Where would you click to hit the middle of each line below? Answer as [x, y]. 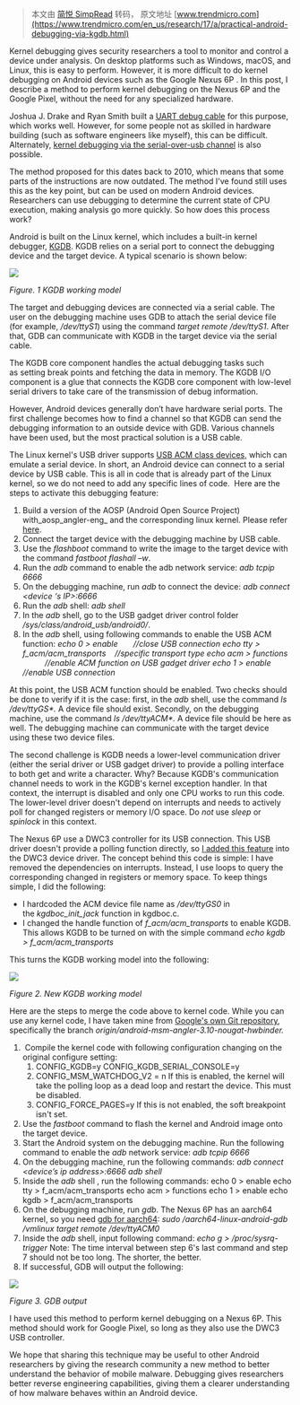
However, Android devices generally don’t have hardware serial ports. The [146, 409]
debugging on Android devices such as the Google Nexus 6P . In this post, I [149, 79]
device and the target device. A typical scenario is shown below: [129, 256]
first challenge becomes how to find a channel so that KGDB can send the [146, 418]
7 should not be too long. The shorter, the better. [111, 1257]
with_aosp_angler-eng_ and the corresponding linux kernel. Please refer [155, 520]
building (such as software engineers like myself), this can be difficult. [139, 135]
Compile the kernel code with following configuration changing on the [153, 1047]
